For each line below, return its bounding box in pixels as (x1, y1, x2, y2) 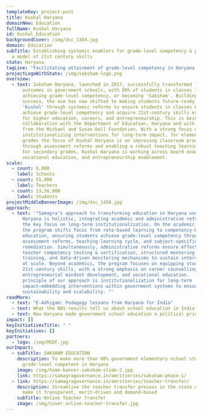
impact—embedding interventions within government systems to (22, 283, 182, 289)
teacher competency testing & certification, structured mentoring (22, 249, 195, 256)
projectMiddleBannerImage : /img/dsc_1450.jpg (6, 199, 122, 205)
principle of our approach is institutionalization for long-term (22, 278, 192, 284)
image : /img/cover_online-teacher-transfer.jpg (17, 401, 138, 407)
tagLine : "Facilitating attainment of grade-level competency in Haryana (6, 64, 195, 71)
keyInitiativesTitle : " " (6, 322, 71, 328)
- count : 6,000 (11, 166, 50, 172)
